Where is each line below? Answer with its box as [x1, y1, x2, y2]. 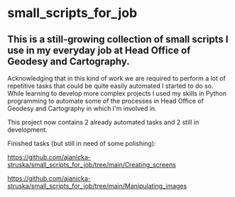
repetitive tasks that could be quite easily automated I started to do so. [7, 81, 214, 90]
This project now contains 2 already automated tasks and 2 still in [7, 118, 200, 126]
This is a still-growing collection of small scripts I [7, 33, 229, 45]
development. [7, 125, 48, 134]
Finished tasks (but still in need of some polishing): [7, 140, 156, 147]
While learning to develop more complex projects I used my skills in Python [7, 89, 227, 97]
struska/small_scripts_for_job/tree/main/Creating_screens [7, 161, 176, 169]
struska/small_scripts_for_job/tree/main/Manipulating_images [7, 182, 187, 190]
